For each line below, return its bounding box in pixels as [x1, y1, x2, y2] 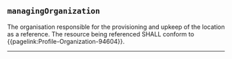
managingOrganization [7, 6, 100, 16]
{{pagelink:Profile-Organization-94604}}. [7, 37, 125, 45]
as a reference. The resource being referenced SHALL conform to [7, 29, 195, 38]
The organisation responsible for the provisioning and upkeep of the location [7, 23, 225, 31]
